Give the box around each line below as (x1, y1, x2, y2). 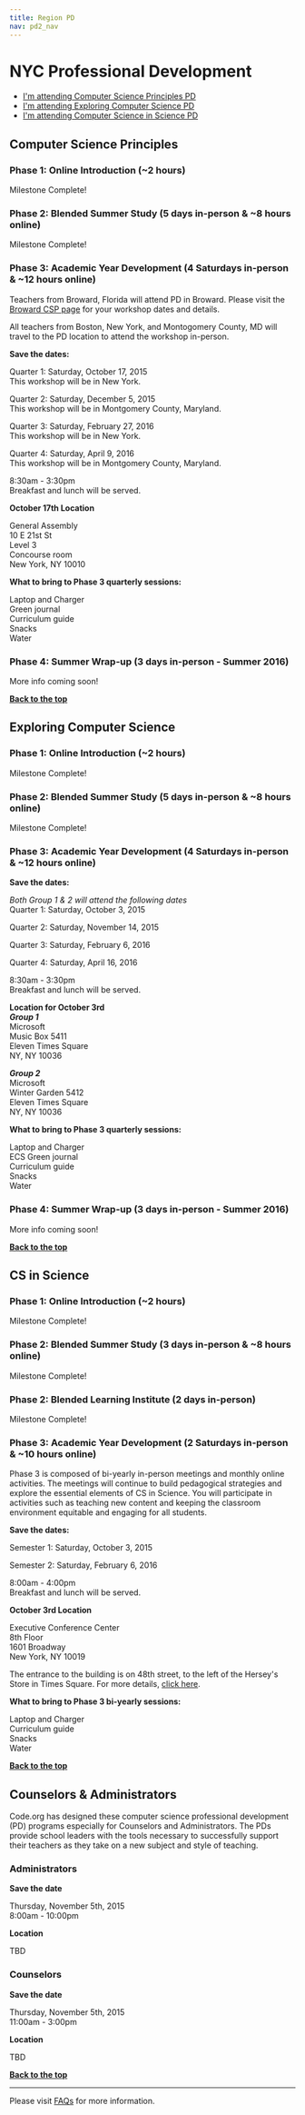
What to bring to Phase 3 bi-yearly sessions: (9, 1696, 182, 1707)
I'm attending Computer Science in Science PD (22, 110, 199, 121)
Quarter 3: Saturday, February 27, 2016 (9, 420, 154, 432)
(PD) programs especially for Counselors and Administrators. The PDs (9, 1820, 271, 1831)
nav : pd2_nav (9, 22, 59, 31)
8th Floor (9, 1632, 44, 1643)
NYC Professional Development (9, 61, 252, 82)
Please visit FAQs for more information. (9, 2095, 156, 2106)
